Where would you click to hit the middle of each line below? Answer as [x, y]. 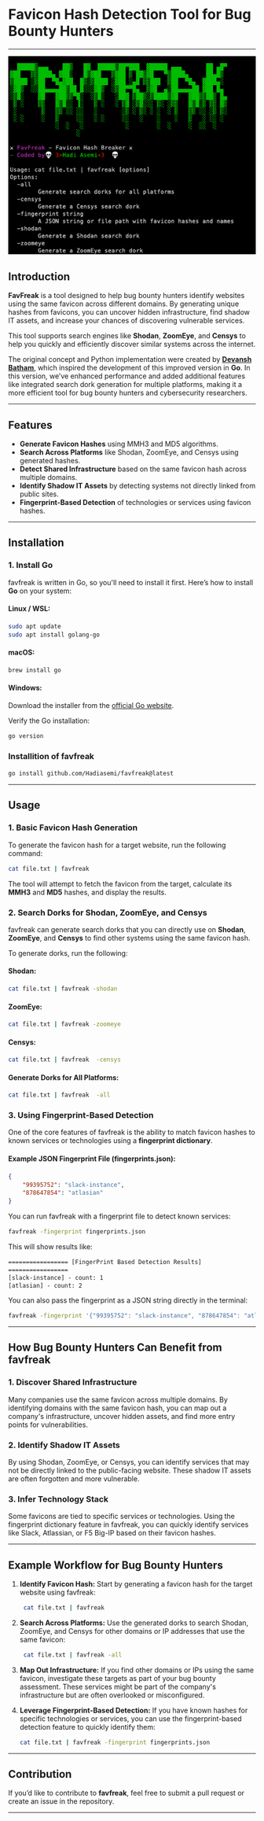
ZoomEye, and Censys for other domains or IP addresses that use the [132, 1631]
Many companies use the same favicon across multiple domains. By [118, 1399]
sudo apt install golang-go [54, 635]
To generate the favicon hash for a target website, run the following [117, 845]
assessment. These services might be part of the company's [117, 1686]
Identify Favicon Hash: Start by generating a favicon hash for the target [136, 1584]
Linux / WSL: [29, 609]
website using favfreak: [57, 1592]
